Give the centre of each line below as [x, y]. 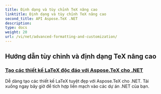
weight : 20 [16, 32]
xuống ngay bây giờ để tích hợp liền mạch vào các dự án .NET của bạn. [77, 86]
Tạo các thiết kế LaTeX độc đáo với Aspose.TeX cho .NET [74, 70]
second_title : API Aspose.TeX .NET [41, 19]
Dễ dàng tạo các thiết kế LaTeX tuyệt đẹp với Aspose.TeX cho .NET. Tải [77, 81]
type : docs [16, 28]
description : [18, 23]
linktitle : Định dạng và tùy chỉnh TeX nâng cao [56, 14]
